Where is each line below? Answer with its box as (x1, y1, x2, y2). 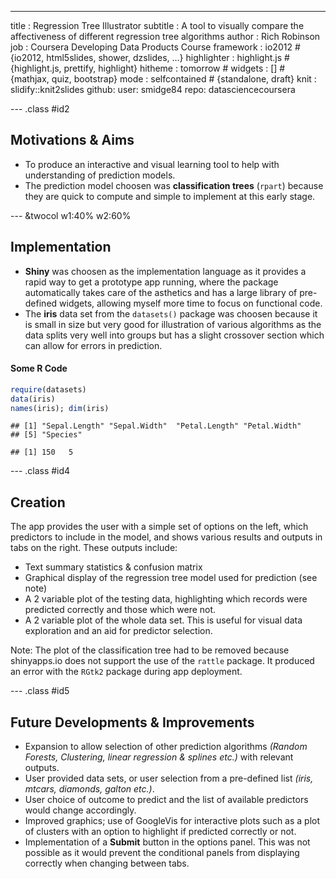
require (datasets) (10, 384, 87, 395)
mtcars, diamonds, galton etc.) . (24, 783, 155, 795)
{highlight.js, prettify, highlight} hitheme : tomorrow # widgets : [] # (10, 62, 286, 74)
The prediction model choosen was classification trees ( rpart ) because (24, 179, 324, 191)
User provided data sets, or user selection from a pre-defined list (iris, (24, 772, 314, 785)
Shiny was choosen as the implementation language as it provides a (24, 265, 307, 277)
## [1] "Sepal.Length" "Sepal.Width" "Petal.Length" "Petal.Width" (10, 421, 302, 431)
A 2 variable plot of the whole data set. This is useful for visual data (24, 614, 303, 626)
